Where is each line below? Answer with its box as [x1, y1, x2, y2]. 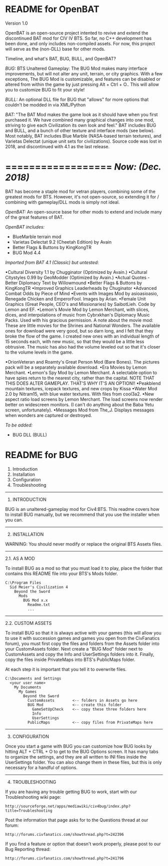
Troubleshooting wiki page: [5, 794, 61, 800]
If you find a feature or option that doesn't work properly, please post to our [5, 840, 161, 847]
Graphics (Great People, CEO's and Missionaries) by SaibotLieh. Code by [5, 301, 156, 307]
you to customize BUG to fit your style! [5, 86, 85, 92]
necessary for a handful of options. [5, 765, 78, 771]
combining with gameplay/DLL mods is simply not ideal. [5, 199, 120, 205]
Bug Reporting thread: [5, 846, 51, 852]
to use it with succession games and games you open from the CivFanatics [5, 635, 160, 641]
